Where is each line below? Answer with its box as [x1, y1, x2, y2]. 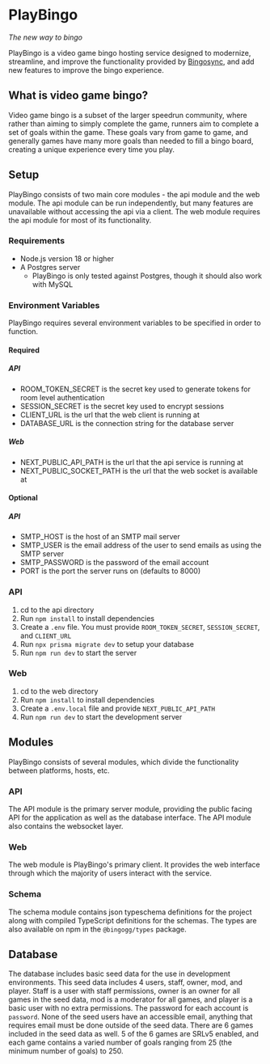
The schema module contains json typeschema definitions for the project [8, 907, 252, 917]
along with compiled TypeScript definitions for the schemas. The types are [8, 915, 257, 925]
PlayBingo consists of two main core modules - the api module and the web [8, 189, 260, 199]
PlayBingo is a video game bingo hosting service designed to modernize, [8, 48, 251, 57]
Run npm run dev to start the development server [19, 711, 183, 721]
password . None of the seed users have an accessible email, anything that [8, 1012, 253, 1022]
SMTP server [19, 549, 65, 559]
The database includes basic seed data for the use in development [8, 969, 230, 979]
